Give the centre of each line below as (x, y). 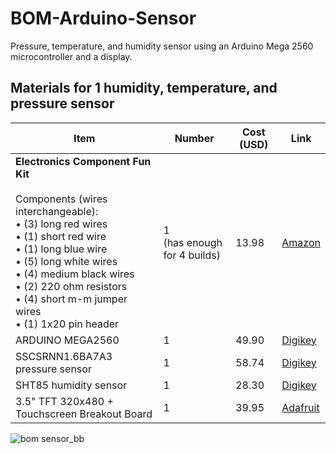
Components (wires (61, 199)
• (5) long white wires (66, 261)
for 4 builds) (192, 255)
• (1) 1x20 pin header (67, 324)
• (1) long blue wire (61, 249)
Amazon (301, 242)
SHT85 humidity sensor (71, 385)
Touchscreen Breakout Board (84, 414)
